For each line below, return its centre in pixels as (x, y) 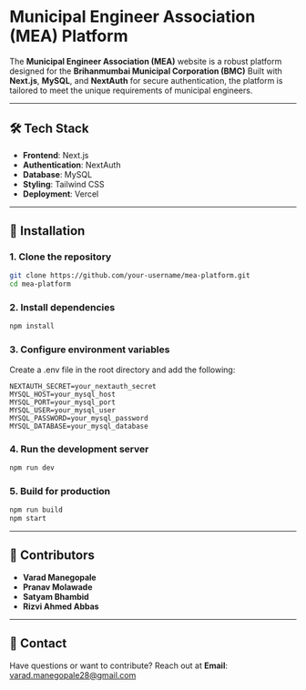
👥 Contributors (52, 556)
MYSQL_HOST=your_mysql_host (63, 394)
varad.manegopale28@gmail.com (73, 675)
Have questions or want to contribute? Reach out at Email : (118, 665)
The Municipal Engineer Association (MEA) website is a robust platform (146, 61)
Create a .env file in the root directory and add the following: (122, 370)
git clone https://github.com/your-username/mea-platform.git (130, 276)
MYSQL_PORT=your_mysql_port (63, 402)
